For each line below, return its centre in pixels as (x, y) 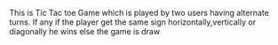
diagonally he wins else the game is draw (85, 31)
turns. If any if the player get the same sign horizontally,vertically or (132, 22)
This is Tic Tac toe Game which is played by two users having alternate (139, 13)
